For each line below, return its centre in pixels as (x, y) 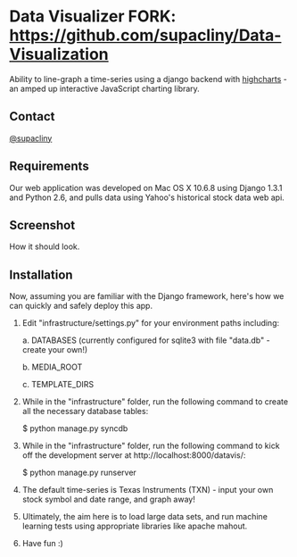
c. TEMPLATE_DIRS (58, 385)
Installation (41, 274)
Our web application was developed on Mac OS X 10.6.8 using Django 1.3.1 (146, 187)
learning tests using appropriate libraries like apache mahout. (135, 526)
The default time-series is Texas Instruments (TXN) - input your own (148, 490)
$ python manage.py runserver (79, 473)
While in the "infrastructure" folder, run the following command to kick (151, 446)
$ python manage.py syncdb (75, 428)
